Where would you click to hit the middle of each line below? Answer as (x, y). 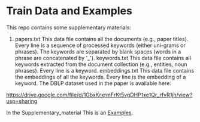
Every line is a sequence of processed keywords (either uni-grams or (100, 45)
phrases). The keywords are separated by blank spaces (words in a (98, 51)
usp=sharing (22, 101)
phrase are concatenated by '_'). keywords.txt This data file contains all (103, 58)
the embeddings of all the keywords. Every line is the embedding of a (100, 77)
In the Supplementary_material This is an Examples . (70, 112)
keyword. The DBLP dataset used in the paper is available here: (93, 83)
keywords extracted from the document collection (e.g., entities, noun (101, 64)
